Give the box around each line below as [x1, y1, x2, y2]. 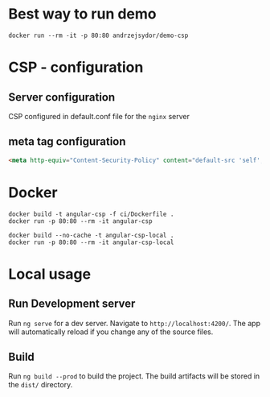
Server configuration [8, 90, 116, 104]
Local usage [8, 265, 91, 283]
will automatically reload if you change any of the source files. [8, 327, 214, 337]
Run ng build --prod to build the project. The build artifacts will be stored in [8, 371, 260, 381]
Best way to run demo [8, 5, 157, 23]
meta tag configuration [8, 134, 126, 149]
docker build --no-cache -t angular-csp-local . [8, 231, 174, 239]
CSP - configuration [8, 58, 144, 77]
